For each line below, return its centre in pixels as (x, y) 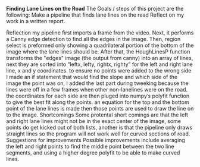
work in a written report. (36, 21)
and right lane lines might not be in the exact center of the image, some (94, 121)
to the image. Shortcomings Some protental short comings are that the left (97, 115)
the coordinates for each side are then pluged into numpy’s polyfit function (98, 96)
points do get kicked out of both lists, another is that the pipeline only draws (99, 127)
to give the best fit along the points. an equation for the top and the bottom (98, 102)
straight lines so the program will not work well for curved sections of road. (98, 134)
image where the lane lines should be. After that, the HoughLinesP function (98, 52)
